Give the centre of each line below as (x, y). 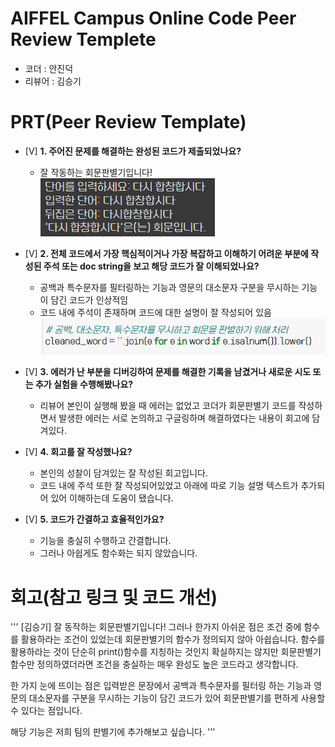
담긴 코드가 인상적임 (89, 299)
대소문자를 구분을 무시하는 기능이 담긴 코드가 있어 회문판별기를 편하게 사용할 (177, 698)
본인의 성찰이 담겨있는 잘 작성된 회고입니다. (124, 473)
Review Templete (83, 39)
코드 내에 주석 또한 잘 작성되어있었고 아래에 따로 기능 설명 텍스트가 (169, 486)
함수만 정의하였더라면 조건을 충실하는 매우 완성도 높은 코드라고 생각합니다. (154, 664)
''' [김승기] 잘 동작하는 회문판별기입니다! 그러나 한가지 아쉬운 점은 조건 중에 (156, 627)
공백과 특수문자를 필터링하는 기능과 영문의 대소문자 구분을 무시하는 (169, 287)
